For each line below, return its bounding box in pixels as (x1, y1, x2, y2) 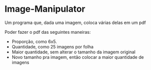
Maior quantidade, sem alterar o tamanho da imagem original (11, 49, 136, 55)
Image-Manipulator (4, 3, 86, 15)
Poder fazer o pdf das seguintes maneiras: (4, 29, 91, 35)
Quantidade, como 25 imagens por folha (11, 44, 94, 49)
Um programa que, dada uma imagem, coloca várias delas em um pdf (4, 20, 146, 25)
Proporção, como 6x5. (11, 38, 57, 45)
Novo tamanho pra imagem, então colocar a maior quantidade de (11, 54, 144, 60)
